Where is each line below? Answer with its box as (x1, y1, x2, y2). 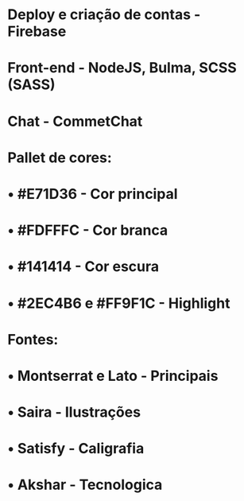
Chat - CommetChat (7, 112, 143, 130)
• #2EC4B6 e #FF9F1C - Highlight (7, 294, 230, 312)
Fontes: (7, 330, 59, 348)
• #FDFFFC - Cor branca (7, 221, 168, 239)
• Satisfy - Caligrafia (7, 440, 145, 458)
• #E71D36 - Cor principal (7, 184, 178, 203)
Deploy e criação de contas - (7, 6, 201, 24)
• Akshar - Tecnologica (7, 476, 163, 494)
